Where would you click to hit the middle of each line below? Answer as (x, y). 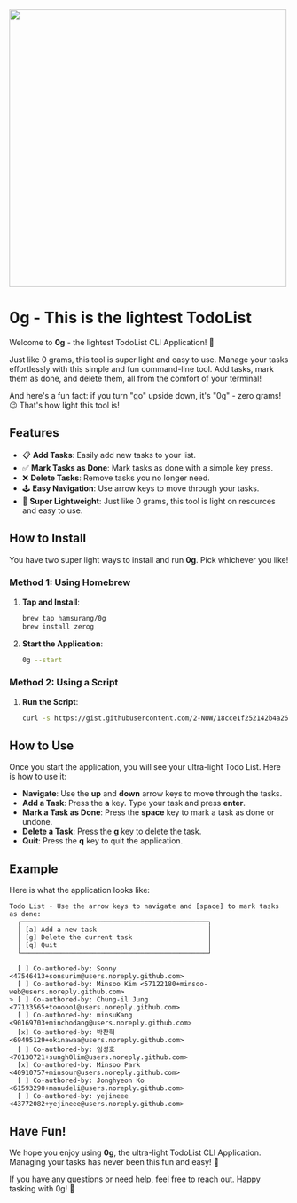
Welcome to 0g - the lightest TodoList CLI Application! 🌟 (112, 342)
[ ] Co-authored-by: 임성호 (66, 1050)
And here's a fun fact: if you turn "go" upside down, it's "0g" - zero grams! (145, 395)
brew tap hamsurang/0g (64, 618)
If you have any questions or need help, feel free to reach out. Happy (135, 1179)
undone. (37, 822)
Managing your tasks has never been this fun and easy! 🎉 (114, 1162)
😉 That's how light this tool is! (64, 405)
